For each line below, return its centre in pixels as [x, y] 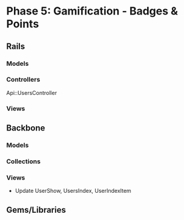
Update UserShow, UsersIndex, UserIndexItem [73, 191]
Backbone [26, 128]
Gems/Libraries [36, 210]
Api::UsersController [32, 92]
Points [23, 24]
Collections [24, 161]
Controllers [23, 80]
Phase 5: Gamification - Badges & [92, 11]
